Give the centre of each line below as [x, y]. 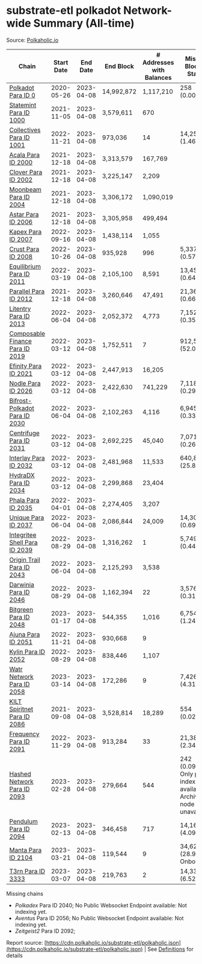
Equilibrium [25, 266]
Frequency [24, 734]
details [14, 955]
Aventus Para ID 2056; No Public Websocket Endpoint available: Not [99, 918]
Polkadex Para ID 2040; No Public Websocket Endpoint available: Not [101, 905]
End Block [119, 66]
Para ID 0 [23, 95]
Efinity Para [26, 366]
